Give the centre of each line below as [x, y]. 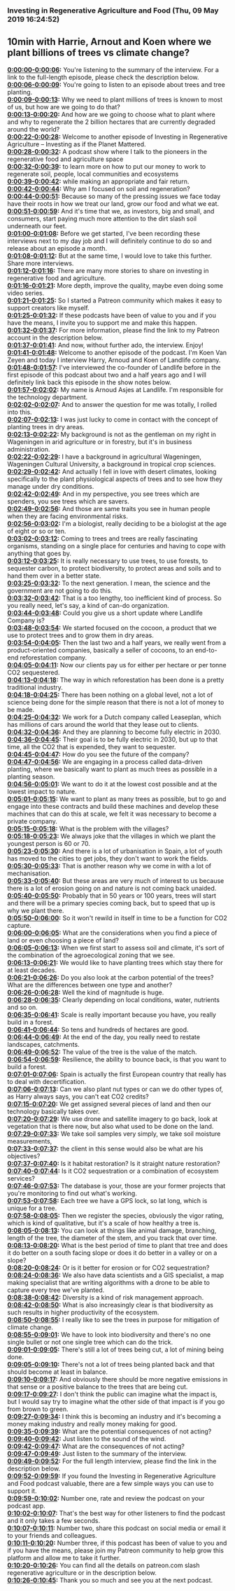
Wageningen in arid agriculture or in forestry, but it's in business [100, 442]
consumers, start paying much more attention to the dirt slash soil [102, 218]
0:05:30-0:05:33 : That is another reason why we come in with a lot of [109, 866]
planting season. [31, 777]
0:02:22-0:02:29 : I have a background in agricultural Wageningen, [104, 457]
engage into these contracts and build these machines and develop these [113, 806]
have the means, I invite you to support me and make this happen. [102, 322]
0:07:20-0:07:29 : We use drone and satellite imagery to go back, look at [113, 1118]
